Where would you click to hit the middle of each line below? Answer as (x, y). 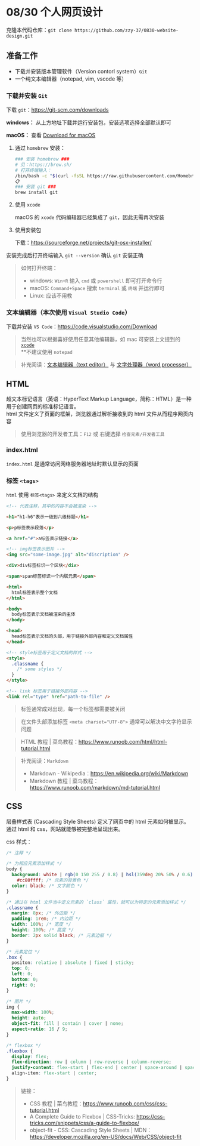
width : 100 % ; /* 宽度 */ (41, 925)
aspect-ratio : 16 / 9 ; (40, 1029)
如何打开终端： (39, 268)
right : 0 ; (24, 985)
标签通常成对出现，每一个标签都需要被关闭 (73, 708)
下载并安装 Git (27, 95)
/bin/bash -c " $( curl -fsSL (50, 176)
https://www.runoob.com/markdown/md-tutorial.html (95, 787)
